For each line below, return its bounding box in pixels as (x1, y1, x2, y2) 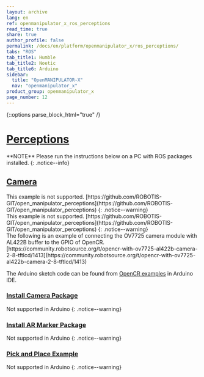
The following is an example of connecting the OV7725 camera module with (6, 232, 197, 239)
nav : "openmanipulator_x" (12, 83, 78, 89)
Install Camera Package (6, 291, 78, 300)
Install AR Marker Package (6, 320, 87, 329)
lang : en (6, 15, 29, 21)
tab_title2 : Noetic (6, 60, 56, 66)
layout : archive (6, 9, 48, 15)
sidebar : (6, 71, 29, 78)
